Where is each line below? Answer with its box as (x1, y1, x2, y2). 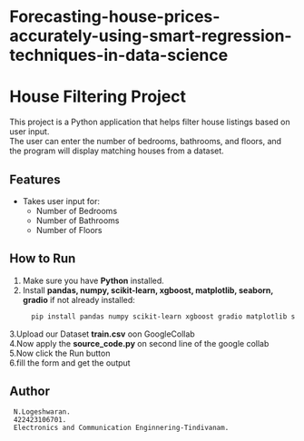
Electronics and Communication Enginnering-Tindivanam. (13, 424, 230, 433)
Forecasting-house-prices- (9, 6, 221, 27)
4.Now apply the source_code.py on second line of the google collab (9, 338, 270, 348)
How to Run (9, 251, 76, 267)
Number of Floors (35, 224, 103, 235)
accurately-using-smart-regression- (9, 25, 292, 46)
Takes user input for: (22, 195, 101, 206)
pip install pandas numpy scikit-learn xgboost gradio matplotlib (31, 311, 288, 321)
